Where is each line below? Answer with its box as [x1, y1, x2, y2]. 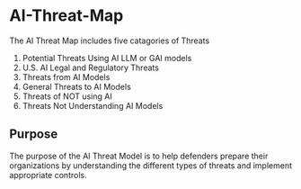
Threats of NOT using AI [22, 91, 112, 102]
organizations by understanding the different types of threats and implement [9, 159, 292, 171]
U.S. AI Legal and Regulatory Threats [22, 62, 160, 73]
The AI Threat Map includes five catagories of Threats [9, 35, 210, 46]
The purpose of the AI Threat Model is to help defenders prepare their [9, 150, 269, 161]
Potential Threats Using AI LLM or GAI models [22, 52, 192, 63]
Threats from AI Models [22, 71, 111, 82]
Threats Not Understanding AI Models [22, 100, 164, 111]
